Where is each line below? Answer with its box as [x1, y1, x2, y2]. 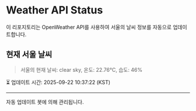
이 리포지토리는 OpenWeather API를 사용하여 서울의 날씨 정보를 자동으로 [6, 23, 172, 30]
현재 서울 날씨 [6, 50, 52, 60]
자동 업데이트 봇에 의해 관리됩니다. [6, 98, 84, 105]
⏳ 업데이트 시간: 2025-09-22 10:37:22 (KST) [6, 78, 111, 85]
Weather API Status [6, 4, 103, 17]
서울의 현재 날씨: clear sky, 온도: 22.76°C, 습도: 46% [20, 66, 143, 73]
